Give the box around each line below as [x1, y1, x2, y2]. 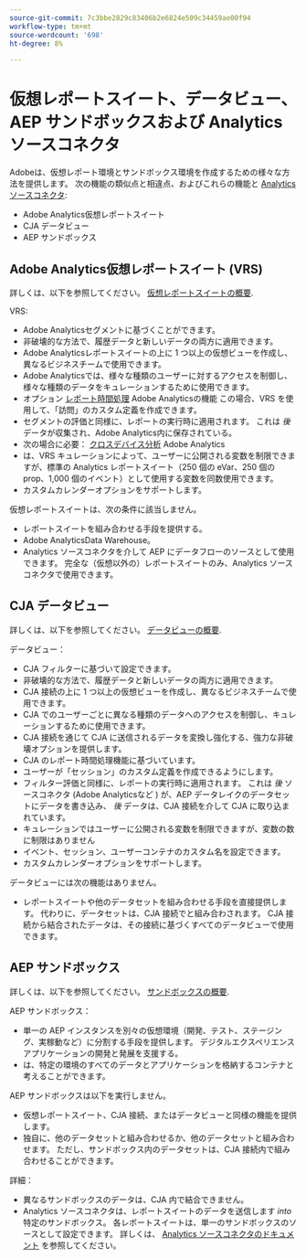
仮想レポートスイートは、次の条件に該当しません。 [9, 504, 202, 515]
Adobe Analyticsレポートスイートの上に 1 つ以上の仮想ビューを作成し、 [22, 347, 293, 357]
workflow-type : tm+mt [9, 22, 92, 31]
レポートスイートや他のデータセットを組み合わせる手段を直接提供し [22, 896, 280, 907]
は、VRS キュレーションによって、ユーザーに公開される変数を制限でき [22, 450, 288, 461]
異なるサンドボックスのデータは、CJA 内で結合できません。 [22, 1194, 249, 1205]
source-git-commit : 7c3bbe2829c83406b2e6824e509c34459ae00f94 [9, 13, 251, 23]
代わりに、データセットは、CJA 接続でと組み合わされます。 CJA [40, 907, 284, 919]
